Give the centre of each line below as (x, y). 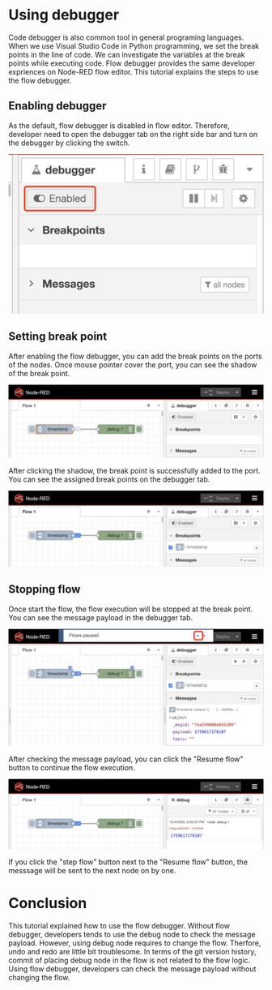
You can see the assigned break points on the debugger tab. (109, 479)
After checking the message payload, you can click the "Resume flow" (126, 759)
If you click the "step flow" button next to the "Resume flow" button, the (128, 862)
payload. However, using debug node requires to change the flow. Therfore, (135, 943)
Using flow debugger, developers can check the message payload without (132, 969)
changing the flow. (39, 977)
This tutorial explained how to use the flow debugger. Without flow (119, 925)
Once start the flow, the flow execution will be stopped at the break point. (131, 609)
